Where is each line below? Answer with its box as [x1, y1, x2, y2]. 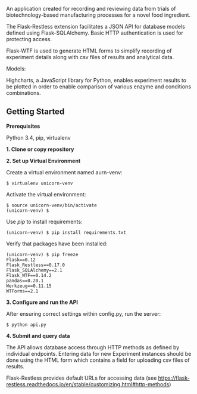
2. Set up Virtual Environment [6, 157, 81, 164]
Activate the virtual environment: [6, 190, 86, 198]
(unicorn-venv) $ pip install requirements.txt [6, 229, 127, 235]
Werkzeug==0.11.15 [6, 283, 52, 289]
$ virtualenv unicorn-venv [6, 180, 73, 186]
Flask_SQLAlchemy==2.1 [6, 267, 62, 273]
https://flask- [158, 374, 190, 381]
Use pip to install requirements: [6, 218, 83, 225]
